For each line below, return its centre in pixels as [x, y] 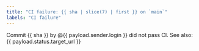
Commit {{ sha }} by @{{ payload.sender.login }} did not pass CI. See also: [100, 35]
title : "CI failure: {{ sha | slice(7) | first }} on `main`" [87, 12]
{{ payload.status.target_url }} [44, 41]
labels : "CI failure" [34, 18]
